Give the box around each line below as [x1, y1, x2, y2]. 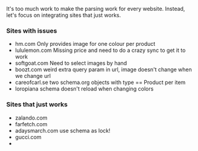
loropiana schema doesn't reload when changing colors [14, 85, 154, 92]
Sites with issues [6, 27, 57, 35]
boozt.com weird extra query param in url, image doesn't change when [14, 66, 192, 73]
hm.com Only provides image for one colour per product [14, 40, 156, 48]
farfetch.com [14, 120, 48, 127]
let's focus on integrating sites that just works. [6, 11, 121, 19]
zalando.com [14, 114, 48, 121]
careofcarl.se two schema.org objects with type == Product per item [14, 79, 186, 86]
